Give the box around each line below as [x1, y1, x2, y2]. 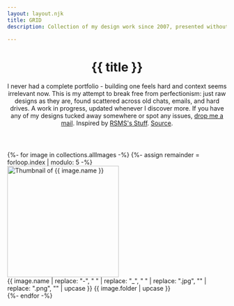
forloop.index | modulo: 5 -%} [7, 158, 93, 167]
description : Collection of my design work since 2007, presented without [7, 23, 229, 30]
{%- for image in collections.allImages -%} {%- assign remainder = [7, 151, 200, 159]
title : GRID [7, 17, 42, 24]
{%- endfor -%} [7, 291, 53, 300]
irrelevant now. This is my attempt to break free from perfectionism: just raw [8, 90, 226, 98]
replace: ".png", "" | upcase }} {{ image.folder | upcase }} [7, 284, 171, 293]
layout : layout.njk [7, 10, 64, 17]
